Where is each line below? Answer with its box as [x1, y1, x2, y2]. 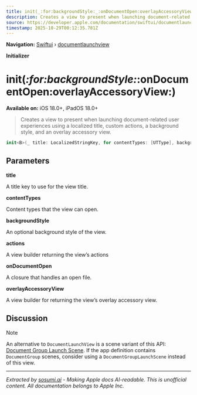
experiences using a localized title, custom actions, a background [20, 122, 179, 130]
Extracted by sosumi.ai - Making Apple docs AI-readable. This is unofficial [6, 376, 186, 383]
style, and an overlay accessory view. [20, 128, 111, 135]
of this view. [6, 359, 35, 366]
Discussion [6, 314, 48, 324]
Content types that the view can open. [6, 206, 98, 213]
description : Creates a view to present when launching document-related [6, 14, 191, 20]
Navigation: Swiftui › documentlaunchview [6, 41, 110, 48]
